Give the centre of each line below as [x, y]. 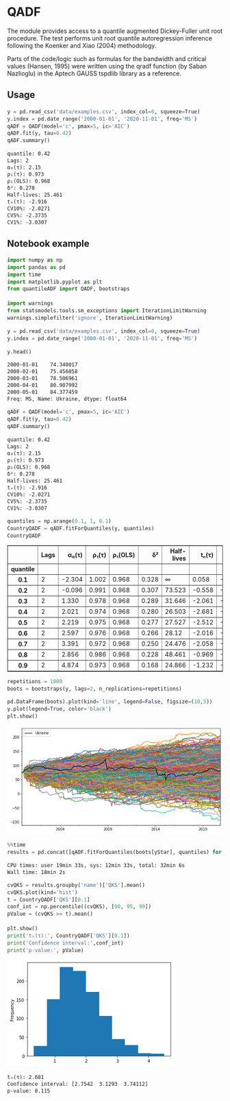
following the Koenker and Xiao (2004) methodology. [82, 45]
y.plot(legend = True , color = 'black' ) [59, 709]
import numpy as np [35, 260]
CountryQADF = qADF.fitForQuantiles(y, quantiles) [81, 528]
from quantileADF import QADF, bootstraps [68, 289]
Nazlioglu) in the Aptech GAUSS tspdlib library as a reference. [94, 73]
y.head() [20, 352]
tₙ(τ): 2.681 [26, 1077]
